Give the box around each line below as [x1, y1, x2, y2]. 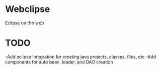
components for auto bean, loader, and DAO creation [5, 59, 113, 65]
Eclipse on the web [5, 20, 44, 26]
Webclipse [5, 3, 50, 15]
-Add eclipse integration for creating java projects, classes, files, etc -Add [5, 54, 156, 60]
